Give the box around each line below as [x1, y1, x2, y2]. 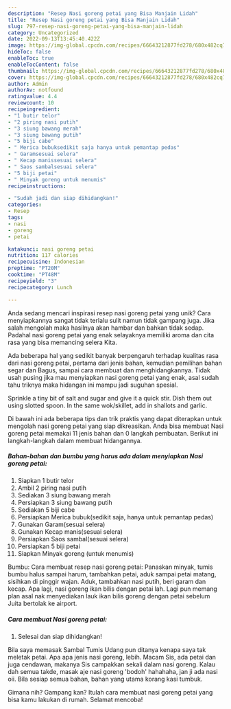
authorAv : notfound [8, 87, 64, 93]
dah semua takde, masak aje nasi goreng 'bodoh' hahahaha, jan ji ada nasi [8, 668, 218, 676]
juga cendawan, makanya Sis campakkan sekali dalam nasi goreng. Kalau [8, 660, 216, 668]
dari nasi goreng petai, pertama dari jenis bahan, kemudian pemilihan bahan [8, 359, 222, 367]
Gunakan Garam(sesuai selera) [17, 520, 106, 529]
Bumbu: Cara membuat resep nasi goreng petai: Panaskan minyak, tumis [8, 563, 213, 571]
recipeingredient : [8, 106, 60, 113]
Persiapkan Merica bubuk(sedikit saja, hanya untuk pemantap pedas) [17, 513, 214, 521]
